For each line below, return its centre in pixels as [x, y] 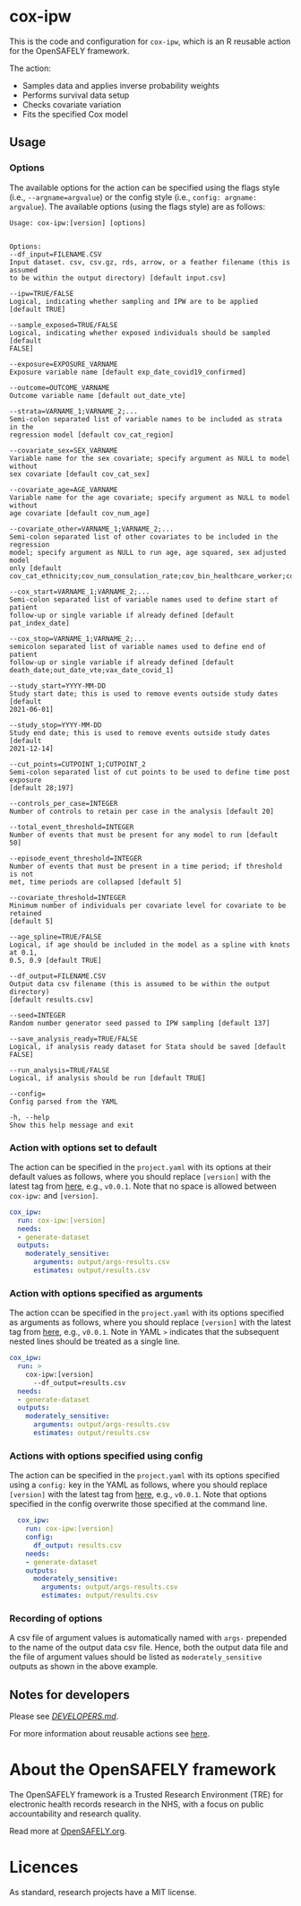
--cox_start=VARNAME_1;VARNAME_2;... [80, 592]
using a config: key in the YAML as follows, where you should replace [138, 1485]
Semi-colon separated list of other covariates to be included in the [144, 537]
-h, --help [30, 1117]
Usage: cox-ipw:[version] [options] [77, 223]
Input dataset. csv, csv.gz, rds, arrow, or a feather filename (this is [150, 262]
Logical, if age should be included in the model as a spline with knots [150, 944]
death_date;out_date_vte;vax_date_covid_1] [92, 670]
